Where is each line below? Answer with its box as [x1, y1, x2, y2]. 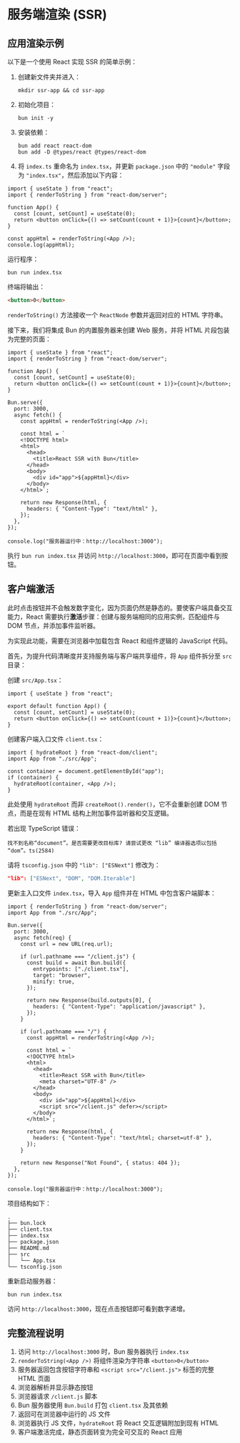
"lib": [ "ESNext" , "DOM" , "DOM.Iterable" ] [7, 874, 136, 882]
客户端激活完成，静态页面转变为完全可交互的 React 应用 [17, 1428, 183, 1437]
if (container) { [7, 774, 59, 781]
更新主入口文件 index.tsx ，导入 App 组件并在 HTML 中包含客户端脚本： [7, 889, 216, 897]
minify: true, [33, 978, 75, 985]
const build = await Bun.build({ [26, 959, 126, 967]
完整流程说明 [7, 1327, 64, 1339]
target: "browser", [33, 972, 91, 979]
